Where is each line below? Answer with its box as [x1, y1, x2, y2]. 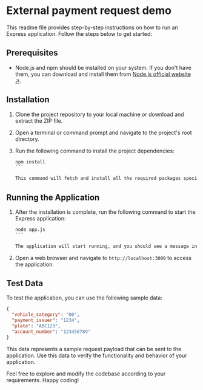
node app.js [15, 227, 45, 233]
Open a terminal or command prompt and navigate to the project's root [15, 129, 192, 136]
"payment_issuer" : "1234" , [12, 317, 80, 324]
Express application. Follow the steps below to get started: [6, 30, 153, 37]
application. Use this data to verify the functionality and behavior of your [6, 352, 187, 359]
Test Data [6, 278, 44, 289]
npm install [15, 159, 45, 165]
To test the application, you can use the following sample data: [6, 294, 162, 301]
